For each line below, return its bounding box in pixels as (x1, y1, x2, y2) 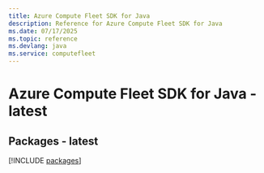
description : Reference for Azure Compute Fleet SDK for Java (8, 19, 223, 28)
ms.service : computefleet (8, 50, 96, 58)
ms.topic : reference (8, 34, 79, 43)
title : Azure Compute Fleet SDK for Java (8, 11, 151, 20)
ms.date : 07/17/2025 (8, 27, 79, 35)
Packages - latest (8, 134, 99, 148)
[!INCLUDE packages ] (8, 156, 82, 165)
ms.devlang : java (8, 42, 67, 50)
